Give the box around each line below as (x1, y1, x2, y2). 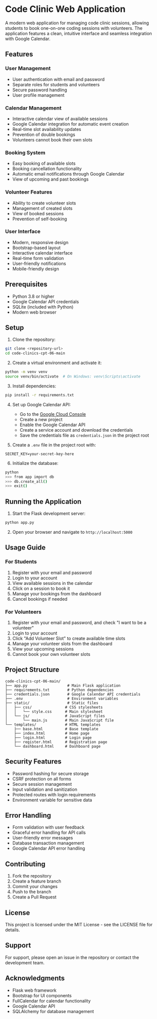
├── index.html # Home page (14, 731, 90, 736)
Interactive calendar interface (12, 250, 73, 256)
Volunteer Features (5, 189, 52, 195)
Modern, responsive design (12, 239, 68, 245)
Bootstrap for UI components (12, 992, 72, 998)
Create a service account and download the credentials (19, 427, 133, 433)
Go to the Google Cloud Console (19, 411, 86, 417)
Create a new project (19, 416, 63, 422)
